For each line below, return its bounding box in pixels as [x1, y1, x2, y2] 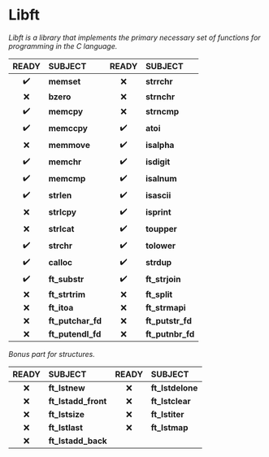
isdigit [145, 156, 171, 168]
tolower [145, 240, 176, 251]
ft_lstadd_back [48, 435, 107, 446]
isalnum [145, 173, 177, 185]
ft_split [145, 289, 173, 300]
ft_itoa [48, 302, 74, 313]
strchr [48, 240, 73, 251]
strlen [48, 189, 72, 201]
